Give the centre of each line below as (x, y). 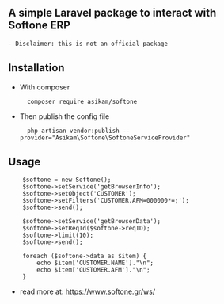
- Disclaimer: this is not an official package (88, 44)
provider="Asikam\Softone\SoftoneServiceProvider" (105, 138)
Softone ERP (40, 26)
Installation (36, 68)
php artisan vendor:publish (74, 131)
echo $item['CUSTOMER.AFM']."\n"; (93, 270)
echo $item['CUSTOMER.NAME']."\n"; (95, 263)
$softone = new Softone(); (67, 180)
